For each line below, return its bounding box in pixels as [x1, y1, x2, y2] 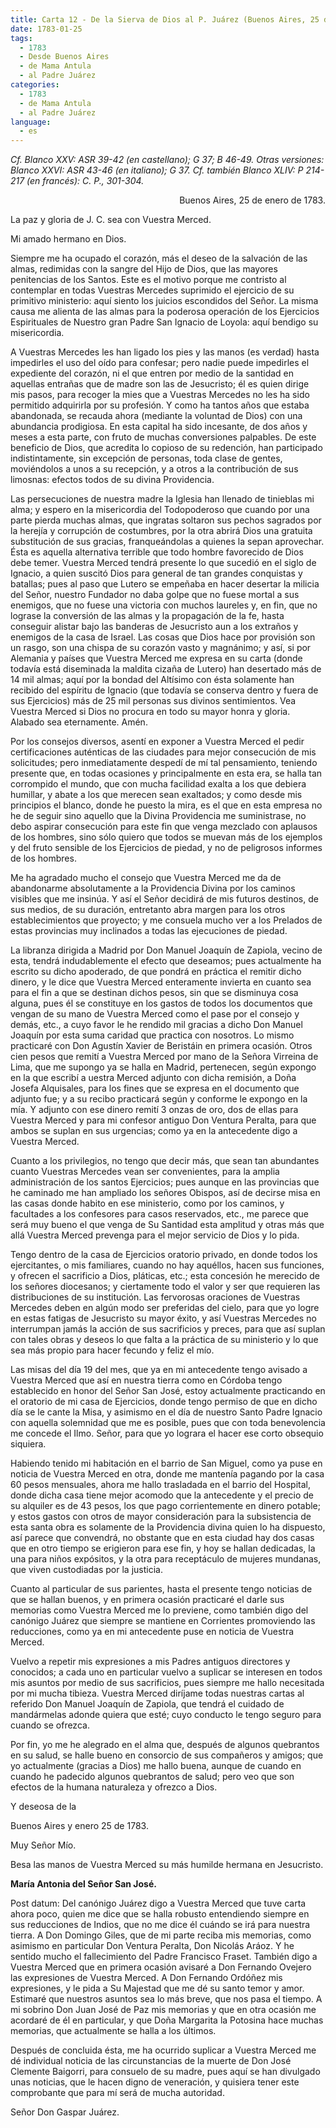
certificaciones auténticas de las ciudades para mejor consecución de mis [10, 746, 317, 758]
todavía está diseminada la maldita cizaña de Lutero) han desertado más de [10, 663, 322, 675]
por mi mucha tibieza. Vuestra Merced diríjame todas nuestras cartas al [10, 1687, 305, 1700]
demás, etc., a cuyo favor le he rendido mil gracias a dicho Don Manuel [10, 1019, 303, 1031]
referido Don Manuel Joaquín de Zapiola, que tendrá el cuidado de [10, 1698, 285, 1710]
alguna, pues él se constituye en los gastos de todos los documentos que [10, 997, 313, 1010]
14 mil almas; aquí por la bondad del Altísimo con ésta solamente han [10, 674, 295, 686]
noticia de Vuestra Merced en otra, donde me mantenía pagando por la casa [10, 1468, 325, 1480]
